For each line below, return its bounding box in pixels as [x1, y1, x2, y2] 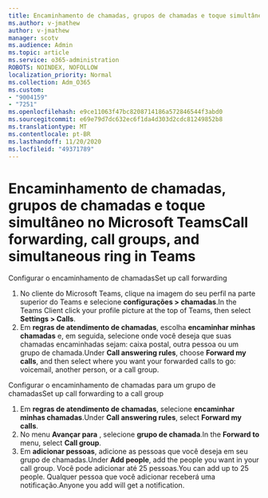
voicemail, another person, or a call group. [19, 365, 160, 374]
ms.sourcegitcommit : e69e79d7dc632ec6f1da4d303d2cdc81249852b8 [8, 116, 223, 124]
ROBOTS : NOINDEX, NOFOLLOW [8, 64, 98, 72]
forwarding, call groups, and [8, 230, 200, 248]
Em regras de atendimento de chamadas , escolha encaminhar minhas [19, 323, 256, 332]
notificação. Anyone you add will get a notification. [19, 480, 185, 490]
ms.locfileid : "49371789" [8, 145, 94, 153]
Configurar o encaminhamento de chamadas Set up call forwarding [8, 273, 227, 283]
